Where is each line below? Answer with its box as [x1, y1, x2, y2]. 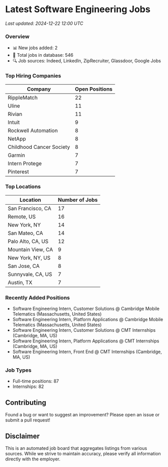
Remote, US [8, 213, 36, 220]
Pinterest [8, 168, 29, 175]
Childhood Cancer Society [8, 143, 71, 150]
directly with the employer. [5, 456, 61, 462]
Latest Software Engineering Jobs [5, 4, 150, 15]
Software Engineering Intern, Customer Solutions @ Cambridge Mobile [12, 305, 160, 312]
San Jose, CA [8, 262, 40, 269]
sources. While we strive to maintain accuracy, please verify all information [5, 451, 161, 457]
